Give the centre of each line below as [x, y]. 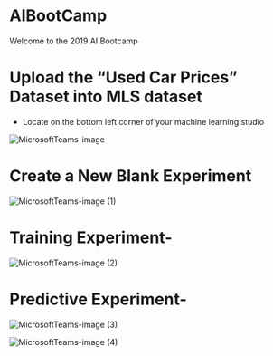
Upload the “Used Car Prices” [123, 77]
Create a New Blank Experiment [131, 176]
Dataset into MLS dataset [106, 97]
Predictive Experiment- [98, 299]
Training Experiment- [91, 237]
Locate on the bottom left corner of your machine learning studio [143, 121]
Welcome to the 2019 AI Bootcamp [74, 41]
